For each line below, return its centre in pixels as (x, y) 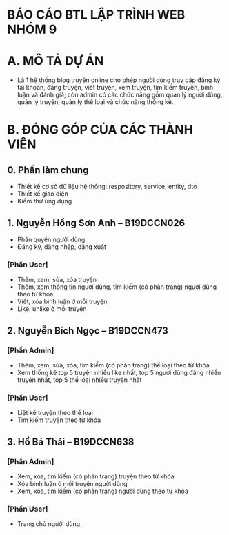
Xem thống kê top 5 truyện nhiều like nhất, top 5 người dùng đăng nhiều (119, 372)
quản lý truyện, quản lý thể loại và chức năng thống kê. (95, 102)
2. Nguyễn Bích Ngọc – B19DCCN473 (88, 331)
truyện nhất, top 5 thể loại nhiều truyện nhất (79, 380)
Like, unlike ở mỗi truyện (52, 309)
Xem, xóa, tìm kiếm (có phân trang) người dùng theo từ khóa (102, 491)
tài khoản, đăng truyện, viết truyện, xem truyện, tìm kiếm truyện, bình (115, 88)
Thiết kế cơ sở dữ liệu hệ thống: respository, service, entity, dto (107, 187)
